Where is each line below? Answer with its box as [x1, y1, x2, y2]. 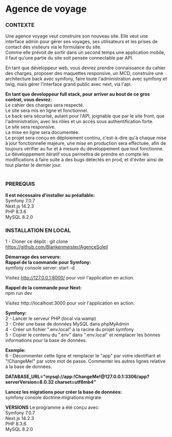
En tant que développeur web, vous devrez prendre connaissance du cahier [5, 65, 166, 71]
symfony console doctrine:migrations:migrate [5, 394, 102, 401]
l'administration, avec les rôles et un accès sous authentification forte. [5, 119, 154, 125]
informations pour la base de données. [5, 337, 87, 344]
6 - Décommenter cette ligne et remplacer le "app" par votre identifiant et [5, 353, 161, 359]
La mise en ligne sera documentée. [5, 129, 80, 136]
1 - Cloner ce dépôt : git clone [5, 238, 68, 244]
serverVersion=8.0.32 [5, 379, 54, 385]
